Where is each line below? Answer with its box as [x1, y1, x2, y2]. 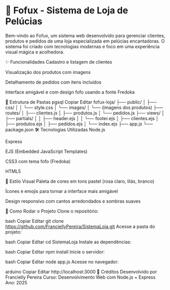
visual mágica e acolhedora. [5, 49, 65, 55]
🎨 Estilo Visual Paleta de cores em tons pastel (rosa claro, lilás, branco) [5, 178, 155, 184]
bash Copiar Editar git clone [5, 218, 64, 224]
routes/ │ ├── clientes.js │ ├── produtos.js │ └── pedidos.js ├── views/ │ [5, 110, 165, 116]
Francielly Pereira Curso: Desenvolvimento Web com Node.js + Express [5, 274, 156, 280]
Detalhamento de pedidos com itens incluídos [5, 79, 102, 85]
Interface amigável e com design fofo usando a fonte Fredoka [5, 89, 135, 95]
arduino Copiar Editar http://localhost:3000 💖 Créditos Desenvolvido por [5, 268, 157, 275]
